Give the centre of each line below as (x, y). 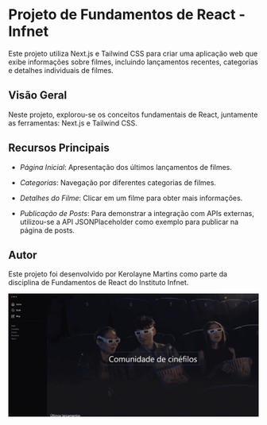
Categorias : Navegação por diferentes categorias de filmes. (118, 182)
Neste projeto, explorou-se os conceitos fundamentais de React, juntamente (133, 114)
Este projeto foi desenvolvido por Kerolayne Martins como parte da (118, 274)
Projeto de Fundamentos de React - (127, 15)
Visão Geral (38, 96)
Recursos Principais (59, 148)
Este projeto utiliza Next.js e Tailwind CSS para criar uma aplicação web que (133, 53)
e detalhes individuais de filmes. (61, 70)
